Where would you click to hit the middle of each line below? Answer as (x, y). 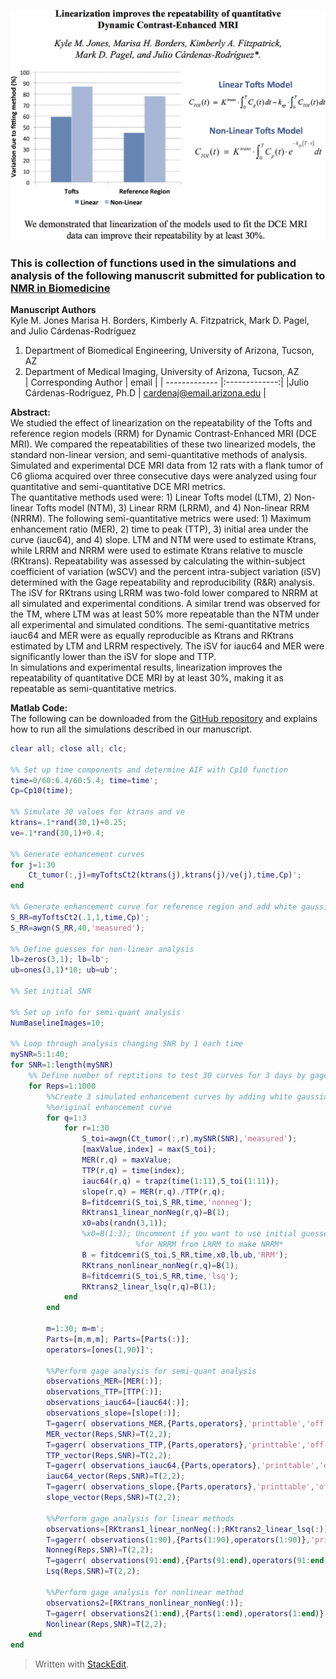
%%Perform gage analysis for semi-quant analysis (151, 1371)
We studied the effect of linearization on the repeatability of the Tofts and (161, 422)
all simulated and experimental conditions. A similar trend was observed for (165, 603)
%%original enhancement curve (109, 1107)
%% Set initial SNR (51, 991)
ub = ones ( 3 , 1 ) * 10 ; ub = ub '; (64, 970)
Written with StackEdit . (82, 1664)
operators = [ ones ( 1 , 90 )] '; (100, 1350)
